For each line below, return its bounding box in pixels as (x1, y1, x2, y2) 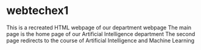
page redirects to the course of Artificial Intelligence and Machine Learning (6, 37, 195, 44)
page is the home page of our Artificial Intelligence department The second (6, 30, 196, 37)
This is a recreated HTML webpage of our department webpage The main (6, 24, 192, 31)
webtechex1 (6, 4, 69, 18)
